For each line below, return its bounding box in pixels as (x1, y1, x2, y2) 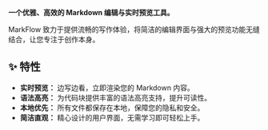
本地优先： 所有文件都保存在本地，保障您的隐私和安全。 (19, 103, 205, 112)
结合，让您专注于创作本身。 (8, 35, 100, 44)
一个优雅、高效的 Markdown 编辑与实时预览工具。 (8, 8, 174, 17)
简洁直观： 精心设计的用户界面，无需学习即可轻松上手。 (19, 112, 205, 122)
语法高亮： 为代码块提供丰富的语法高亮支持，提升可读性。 (19, 93, 212, 102)
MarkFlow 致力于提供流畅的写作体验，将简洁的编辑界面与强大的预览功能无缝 (8, 25, 260, 34)
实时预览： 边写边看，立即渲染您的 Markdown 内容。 (19, 83, 194, 93)
